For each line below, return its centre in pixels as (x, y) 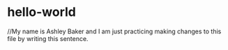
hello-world (42, 12)
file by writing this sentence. (48, 38)
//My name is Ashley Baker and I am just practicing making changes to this (114, 31)
